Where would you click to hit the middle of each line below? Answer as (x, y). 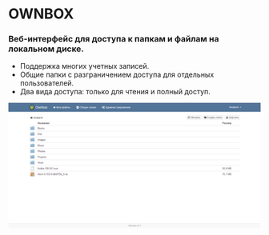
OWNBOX (41, 14)
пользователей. (47, 83)
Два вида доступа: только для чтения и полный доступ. (115, 92)
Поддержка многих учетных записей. (84, 66)
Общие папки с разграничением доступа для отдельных (117, 75)
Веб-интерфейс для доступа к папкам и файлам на (114, 39)
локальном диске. (46, 49)
